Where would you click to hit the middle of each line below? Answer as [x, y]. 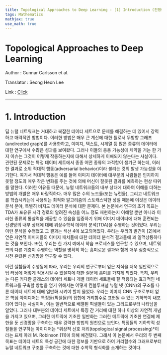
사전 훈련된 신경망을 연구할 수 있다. [39, 256]
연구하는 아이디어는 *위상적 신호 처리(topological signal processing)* [86, 329]
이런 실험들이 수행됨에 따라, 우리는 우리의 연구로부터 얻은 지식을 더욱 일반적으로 [82, 267]
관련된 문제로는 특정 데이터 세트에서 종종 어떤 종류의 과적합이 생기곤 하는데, [78, 163]
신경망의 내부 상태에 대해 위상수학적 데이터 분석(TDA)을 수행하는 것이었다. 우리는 [83, 225]
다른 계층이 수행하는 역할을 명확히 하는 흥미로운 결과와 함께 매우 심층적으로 [86, 250]
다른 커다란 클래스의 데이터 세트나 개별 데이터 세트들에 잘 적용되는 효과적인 [83, 279]
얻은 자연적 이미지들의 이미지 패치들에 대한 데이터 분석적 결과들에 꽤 [71, 237]
